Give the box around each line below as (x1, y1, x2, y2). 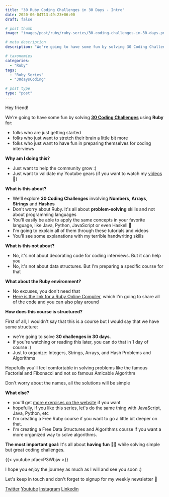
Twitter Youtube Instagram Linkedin (5, 485, 79, 492)
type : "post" (5, 91, 33, 96)
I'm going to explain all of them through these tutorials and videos (12, 228, 149, 234)
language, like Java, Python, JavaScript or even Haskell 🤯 (12, 222, 132, 228)
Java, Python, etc (12, 410, 49, 416)
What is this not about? (5, 243, 55, 249)
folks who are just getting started (12, 129, 81, 135)
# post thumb (5, 26, 33, 31)
